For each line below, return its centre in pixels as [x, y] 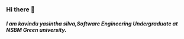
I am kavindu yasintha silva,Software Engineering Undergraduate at [92, 24]
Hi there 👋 [21, 9]
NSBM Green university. [36, 30]
